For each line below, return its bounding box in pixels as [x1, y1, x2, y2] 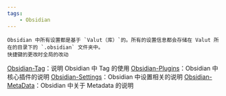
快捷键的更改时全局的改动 [7, 51, 69, 58]
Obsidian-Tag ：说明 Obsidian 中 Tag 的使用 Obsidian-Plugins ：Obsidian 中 [7, 64, 218, 72]
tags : [7, 10, 23, 17]
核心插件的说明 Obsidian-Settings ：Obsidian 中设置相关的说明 [7, 73, 183, 81]
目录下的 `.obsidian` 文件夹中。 [16, 44, 104, 51]
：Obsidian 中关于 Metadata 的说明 [34, 81, 134, 89]
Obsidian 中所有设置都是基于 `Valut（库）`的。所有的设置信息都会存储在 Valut [7, 36, 211, 43]
